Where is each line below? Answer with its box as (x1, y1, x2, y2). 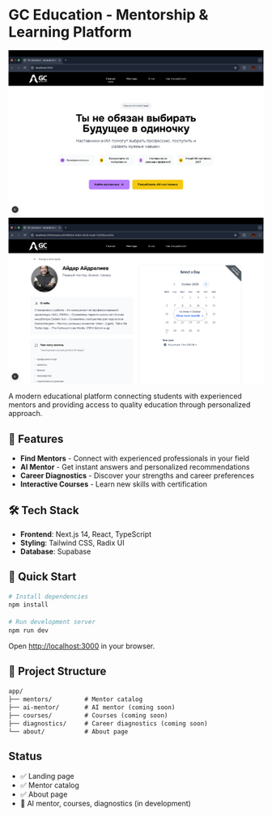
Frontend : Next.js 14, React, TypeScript (19, 529, 152, 539)
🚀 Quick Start (8, 570, 77, 584)
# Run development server (8, 618, 96, 627)
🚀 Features (8, 431, 64, 446)
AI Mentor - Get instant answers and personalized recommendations (19, 461, 250, 471)
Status (8, 750, 43, 763)
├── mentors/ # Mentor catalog (8, 695, 143, 703)
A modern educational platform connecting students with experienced (8, 391, 243, 402)
